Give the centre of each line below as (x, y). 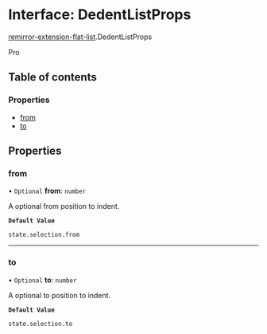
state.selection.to (41, 324)
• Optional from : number (47, 191)
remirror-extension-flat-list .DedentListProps (80, 37)
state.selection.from (44, 235)
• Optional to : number (43, 280)
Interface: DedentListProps (100, 15)
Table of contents (52, 77)
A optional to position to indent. (60, 295)
